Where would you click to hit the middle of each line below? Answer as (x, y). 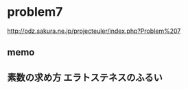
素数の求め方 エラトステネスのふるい (85, 77)
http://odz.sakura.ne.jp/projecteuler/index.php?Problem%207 (94, 31)
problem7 (35, 12)
